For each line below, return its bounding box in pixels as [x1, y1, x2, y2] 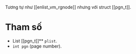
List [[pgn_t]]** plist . [12, 38, 57, 44]
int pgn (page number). [12, 43, 62, 49]
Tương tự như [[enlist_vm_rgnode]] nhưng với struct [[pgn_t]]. [5, 4, 131, 10]
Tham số [5, 22, 42, 33]
